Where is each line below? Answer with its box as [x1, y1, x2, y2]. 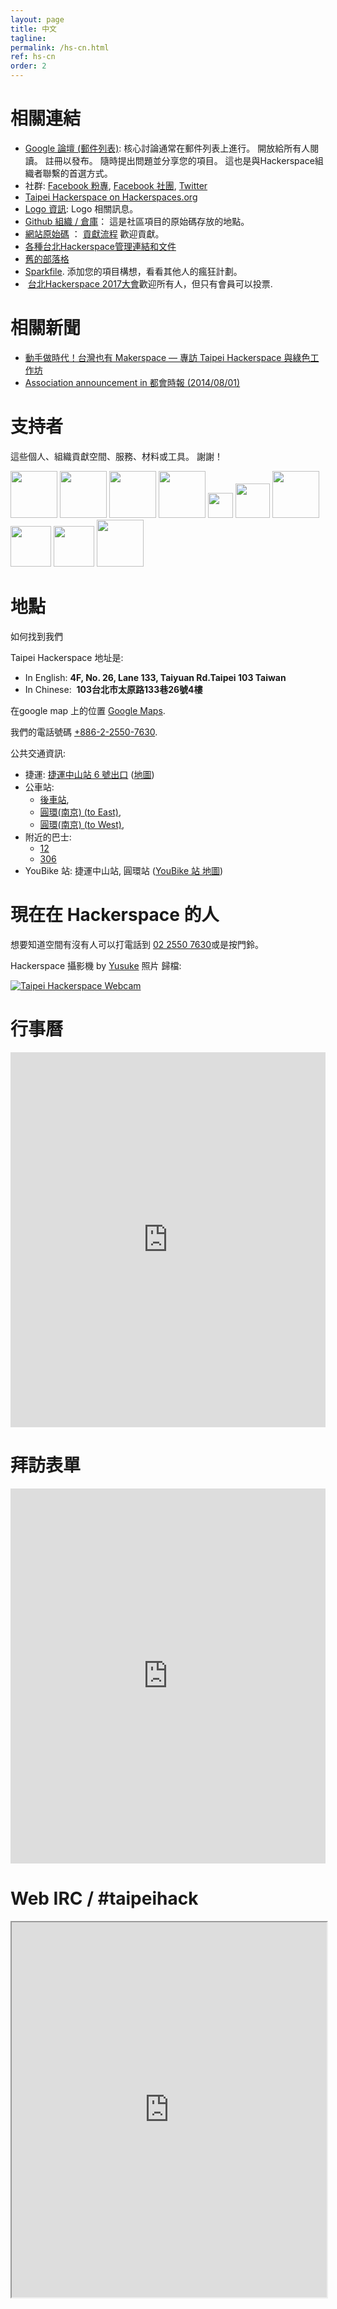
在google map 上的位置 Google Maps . [10, 704, 166, 716]
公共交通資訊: [10, 747, 67, 759]
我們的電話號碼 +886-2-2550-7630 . [10, 726, 158, 738]
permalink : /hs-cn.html [10, 42, 110, 53]
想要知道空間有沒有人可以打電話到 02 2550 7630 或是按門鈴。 [10, 938, 265, 950]
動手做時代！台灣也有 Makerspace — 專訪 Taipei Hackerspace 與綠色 [24, 351, 311, 363]
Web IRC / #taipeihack [10, 1887, 199, 1910]
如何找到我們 [10, 630, 63, 642]
